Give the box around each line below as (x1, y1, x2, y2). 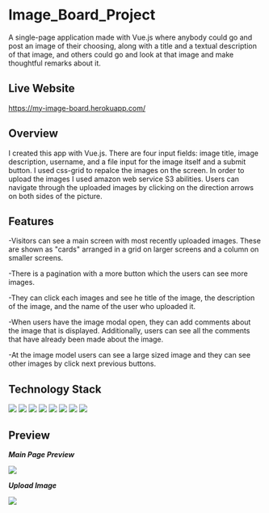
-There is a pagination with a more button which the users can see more (8, 269, 248, 278)
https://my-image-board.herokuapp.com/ (8, 103, 146, 112)
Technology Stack (8, 382, 102, 396)
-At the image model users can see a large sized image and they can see (8, 350, 251, 360)
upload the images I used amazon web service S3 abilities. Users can (8, 174, 240, 184)
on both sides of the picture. (8, 191, 103, 201)
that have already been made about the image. (8, 334, 164, 345)
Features (8, 214, 54, 228)
